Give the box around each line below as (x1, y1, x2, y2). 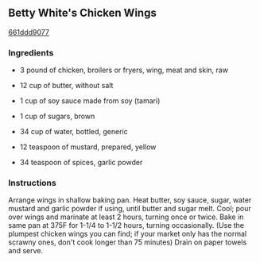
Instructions (8, 178, 57, 189)
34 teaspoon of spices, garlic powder (19, 158, 143, 168)
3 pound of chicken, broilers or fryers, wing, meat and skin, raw (19, 65, 229, 75)
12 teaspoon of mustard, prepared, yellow (19, 142, 157, 152)
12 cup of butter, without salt (19, 81, 114, 91)
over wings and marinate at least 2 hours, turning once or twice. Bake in (8, 212, 244, 222)
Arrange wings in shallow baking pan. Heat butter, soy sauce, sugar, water (8, 195, 252, 205)
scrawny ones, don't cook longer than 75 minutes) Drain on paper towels (8, 237, 247, 247)
